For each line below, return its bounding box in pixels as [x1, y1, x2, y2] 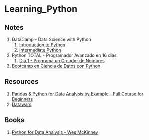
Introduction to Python [19, 42, 66, 48]
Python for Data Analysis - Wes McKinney [11, 129, 98, 135]
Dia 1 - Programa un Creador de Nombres [19, 58, 105, 63]
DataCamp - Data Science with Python [11, 36, 92, 42]
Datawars [11, 101, 32, 107]
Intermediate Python [19, 47, 62, 53]
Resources [4, 77, 39, 86]
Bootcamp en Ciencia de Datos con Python [11, 63, 101, 69]
